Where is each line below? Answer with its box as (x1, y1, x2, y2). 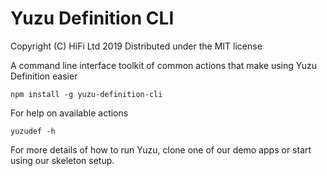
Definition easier (10, 70, 78, 82)
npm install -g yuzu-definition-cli (10, 89, 163, 99)
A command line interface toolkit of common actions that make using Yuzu (10, 59, 317, 71)
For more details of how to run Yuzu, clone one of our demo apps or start (10, 143, 312, 156)
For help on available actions (10, 107, 129, 119)
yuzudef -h (10, 126, 56, 136)
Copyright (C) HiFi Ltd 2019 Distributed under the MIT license (10, 40, 263, 52)
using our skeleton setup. (10, 154, 115, 166)
